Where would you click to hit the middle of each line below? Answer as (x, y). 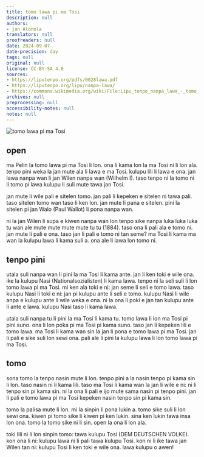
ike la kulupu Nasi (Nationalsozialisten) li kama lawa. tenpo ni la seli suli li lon (102, 281)
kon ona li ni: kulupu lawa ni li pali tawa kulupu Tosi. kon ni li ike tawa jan (97, 441)
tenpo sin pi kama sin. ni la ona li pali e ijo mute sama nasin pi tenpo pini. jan (101, 391)
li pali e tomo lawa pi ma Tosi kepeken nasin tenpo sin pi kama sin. (89, 397)
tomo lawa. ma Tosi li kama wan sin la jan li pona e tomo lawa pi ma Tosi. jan (101, 331)
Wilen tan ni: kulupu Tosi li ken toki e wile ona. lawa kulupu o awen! (90, 447)
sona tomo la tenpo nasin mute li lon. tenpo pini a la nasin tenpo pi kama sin (101, 378)
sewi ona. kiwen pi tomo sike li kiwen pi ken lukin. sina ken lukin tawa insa (99, 416)
